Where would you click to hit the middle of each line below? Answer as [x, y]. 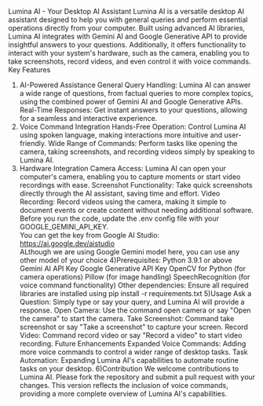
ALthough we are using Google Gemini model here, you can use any [130, 252]
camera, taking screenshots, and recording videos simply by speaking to [137, 152]
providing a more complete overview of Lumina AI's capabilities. [123, 393]
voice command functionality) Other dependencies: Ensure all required [134, 285]
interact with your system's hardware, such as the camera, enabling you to [129, 53]
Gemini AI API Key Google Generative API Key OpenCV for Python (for [132, 269]
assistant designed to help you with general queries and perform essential [128, 20]
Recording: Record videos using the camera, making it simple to [122, 202]
